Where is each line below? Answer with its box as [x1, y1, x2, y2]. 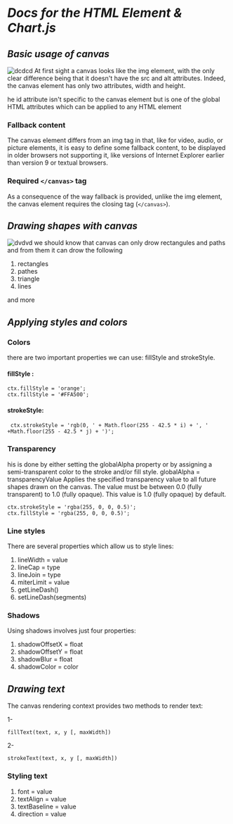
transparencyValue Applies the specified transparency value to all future [7, 475, 216, 483]
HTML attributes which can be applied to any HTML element [7, 103, 182, 110]
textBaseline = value [17, 802, 77, 811]
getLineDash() [17, 585, 59, 594]
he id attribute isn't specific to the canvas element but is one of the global [7, 95, 220, 103]
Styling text [7, 771, 48, 781]
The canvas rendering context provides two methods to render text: [7, 702, 204, 710]
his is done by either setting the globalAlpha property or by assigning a [7, 459, 213, 469]
